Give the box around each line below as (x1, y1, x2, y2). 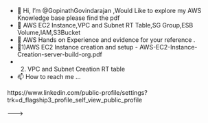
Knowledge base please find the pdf (16, 14, 120, 22)
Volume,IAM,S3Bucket (16, 28, 81, 36)
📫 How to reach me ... (16, 73, 81, 80)
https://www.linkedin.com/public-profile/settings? (7, 89, 148, 96)
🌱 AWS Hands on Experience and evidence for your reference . (16, 36, 196, 44)
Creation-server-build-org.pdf (16, 50, 103, 58)
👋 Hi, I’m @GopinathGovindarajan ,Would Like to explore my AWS (16, 7, 202, 14)
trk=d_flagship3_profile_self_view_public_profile (7, 96, 143, 104)
